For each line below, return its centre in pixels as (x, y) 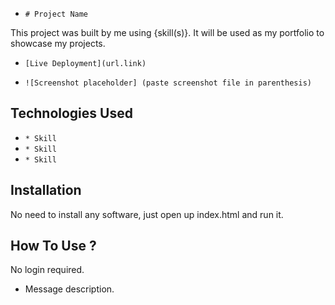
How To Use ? (53, 246)
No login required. (47, 270)
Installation (46, 190)
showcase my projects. (58, 43)
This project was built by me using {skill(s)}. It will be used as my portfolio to (167, 32)
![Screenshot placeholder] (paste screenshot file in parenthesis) (168, 83)
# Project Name (56, 14)
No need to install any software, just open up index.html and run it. (147, 214)
